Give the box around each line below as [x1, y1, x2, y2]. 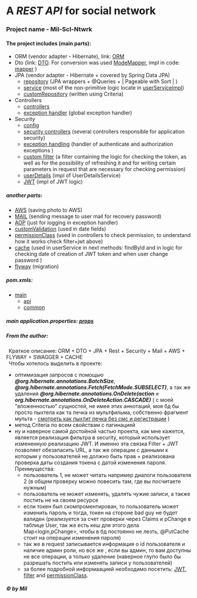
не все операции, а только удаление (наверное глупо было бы [23, 553, 181, 560]
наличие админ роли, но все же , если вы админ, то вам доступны [23, 547, 191, 554]
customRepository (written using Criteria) [23, 90, 124, 98]
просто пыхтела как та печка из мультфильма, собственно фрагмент [14, 409, 189, 416]
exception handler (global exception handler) [23, 109, 132, 116]
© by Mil [6, 585, 28, 592]
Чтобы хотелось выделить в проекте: [8, 360, 103, 367]
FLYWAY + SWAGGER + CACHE [6, 353, 84, 360]
